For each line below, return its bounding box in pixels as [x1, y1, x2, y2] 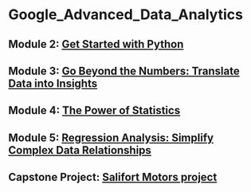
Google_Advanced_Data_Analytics [8, 6, 243, 24]
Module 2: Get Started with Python [8, 37, 184, 51]
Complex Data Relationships [8, 143, 151, 157]
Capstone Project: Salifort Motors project [8, 170, 218, 184]
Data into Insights [8, 76, 98, 90]
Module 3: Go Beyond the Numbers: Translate [8, 64, 241, 77]
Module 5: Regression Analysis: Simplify [8, 131, 214, 144]
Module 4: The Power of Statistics [8, 104, 181, 117]
